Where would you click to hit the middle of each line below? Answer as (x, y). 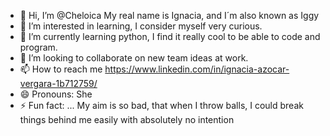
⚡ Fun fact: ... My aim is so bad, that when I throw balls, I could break (161, 105)
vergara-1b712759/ (58, 83)
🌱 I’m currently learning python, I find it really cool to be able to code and (170, 36)
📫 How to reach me (61, 69)
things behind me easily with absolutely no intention (127, 119)
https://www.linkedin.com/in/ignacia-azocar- (197, 69)
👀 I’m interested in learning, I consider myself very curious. (141, 26)
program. (38, 47)
